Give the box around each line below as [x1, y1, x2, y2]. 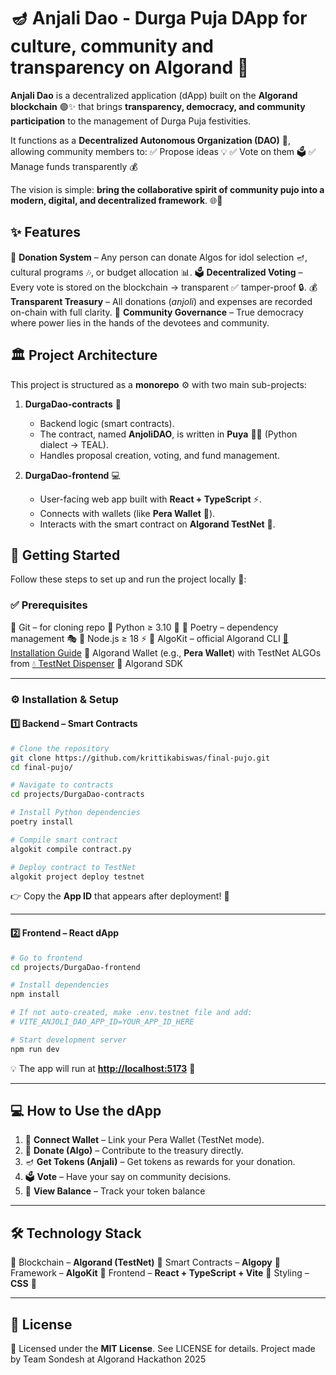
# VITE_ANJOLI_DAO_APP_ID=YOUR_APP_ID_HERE [10, 1017, 195, 1027]
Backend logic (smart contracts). [39, 417, 175, 429]
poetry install [10, 817, 74, 827]
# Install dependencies [10, 980, 110, 990]
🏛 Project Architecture [10, 347, 158, 364]
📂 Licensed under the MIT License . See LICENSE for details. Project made [10, 1343, 316, 1355]
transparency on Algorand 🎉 [10, 56, 250, 79]
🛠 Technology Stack [10, 1225, 142, 1242]
